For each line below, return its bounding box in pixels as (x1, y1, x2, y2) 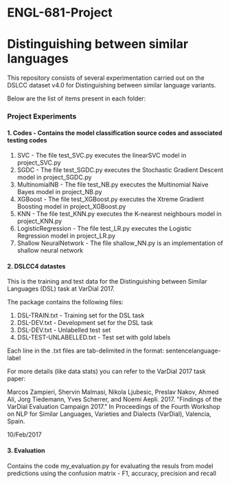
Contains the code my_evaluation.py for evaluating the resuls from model (7, 461, 214, 470)
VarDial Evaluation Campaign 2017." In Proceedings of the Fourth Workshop (7, 403, 221, 411)
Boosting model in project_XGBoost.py (16, 202, 126, 211)
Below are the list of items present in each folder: (7, 94, 146, 103)
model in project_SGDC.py (16, 173, 92, 182)
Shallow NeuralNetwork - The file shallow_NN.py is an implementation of (16, 239, 223, 247)
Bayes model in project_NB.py (16, 188, 102, 196)
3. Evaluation (7, 446, 46, 455)
